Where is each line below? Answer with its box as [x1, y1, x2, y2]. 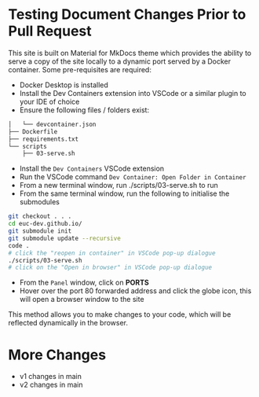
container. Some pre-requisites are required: [8, 64, 151, 74]
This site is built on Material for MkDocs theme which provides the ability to [8, 48, 252, 57]
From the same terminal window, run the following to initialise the [19, 189, 230, 198]
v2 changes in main [19, 380, 84, 390]
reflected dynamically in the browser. [8, 318, 128, 328]
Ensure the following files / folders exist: [19, 105, 150, 115]
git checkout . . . [8, 212, 72, 221]
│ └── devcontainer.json [8, 120, 97, 128]
